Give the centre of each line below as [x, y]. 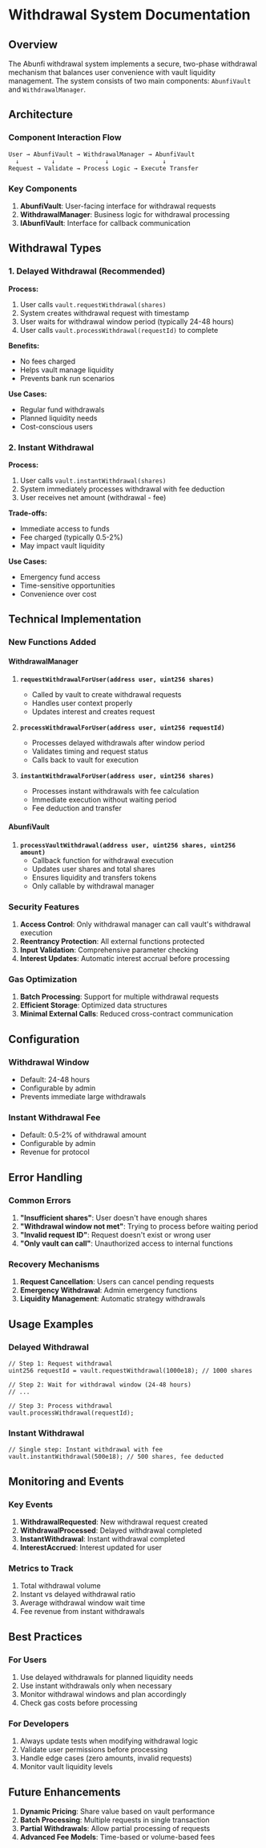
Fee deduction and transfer [77, 808]
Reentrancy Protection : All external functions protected [112, 941]
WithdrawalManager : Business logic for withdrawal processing [125, 214]
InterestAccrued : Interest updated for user [91, 1547]
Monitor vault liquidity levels [66, 1767]
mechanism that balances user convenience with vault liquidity [112, 72]
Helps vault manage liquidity [67, 370]
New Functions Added [52, 643]
